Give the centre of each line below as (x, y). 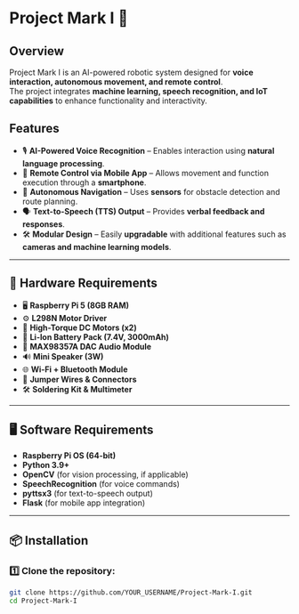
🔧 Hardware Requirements (84, 283)
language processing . (63, 163)
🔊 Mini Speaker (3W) (63, 356)
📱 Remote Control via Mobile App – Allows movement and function (145, 173)
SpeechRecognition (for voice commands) (101, 484)
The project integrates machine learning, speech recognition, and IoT (139, 91)
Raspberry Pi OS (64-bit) (69, 456)
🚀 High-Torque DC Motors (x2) (79, 327)
